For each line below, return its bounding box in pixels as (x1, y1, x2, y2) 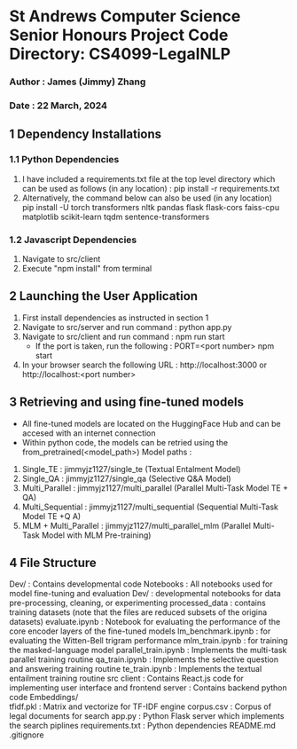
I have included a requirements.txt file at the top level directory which (21, 173, 276, 184)
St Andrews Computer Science (9, 6, 241, 27)
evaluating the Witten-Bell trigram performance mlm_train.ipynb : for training (9, 635, 288, 646)
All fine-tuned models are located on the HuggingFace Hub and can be (21, 418, 281, 429)
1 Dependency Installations (9, 127, 162, 142)
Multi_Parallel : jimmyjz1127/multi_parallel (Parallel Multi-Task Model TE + (21, 482, 289, 493)
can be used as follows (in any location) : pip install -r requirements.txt (21, 183, 280, 193)
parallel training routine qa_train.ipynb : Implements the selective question (9, 654, 279, 665)
